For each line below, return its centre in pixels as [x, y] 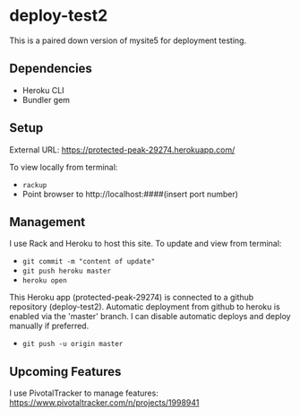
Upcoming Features [65, 372]
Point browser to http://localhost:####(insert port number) [130, 194]
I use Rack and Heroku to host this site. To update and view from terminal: [146, 244]
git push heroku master [67, 271]
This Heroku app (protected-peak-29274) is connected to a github [132, 298]
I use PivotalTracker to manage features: [84, 393]
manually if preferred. [49, 326]
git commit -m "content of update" [89, 262]
